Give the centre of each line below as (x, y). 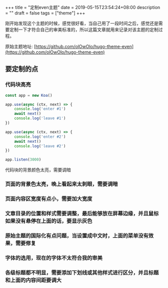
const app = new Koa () (29, 95)
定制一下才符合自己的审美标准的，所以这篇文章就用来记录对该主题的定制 (84, 30)
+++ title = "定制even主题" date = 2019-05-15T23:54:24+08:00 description (83, 7)
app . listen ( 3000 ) (23, 160)
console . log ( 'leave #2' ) (40, 146)
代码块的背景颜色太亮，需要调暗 (38, 170)
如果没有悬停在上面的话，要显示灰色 (49, 221)
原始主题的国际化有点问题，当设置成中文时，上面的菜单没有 (77, 235)
